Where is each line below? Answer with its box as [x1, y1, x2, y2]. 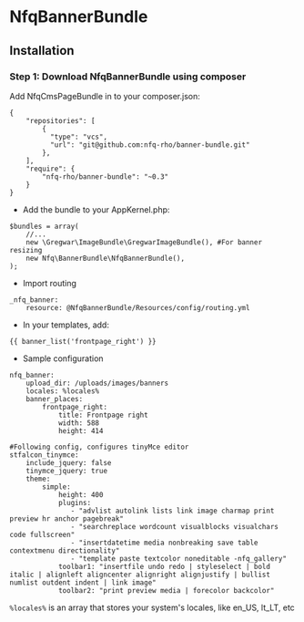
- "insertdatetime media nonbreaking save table [70, 538, 258, 547]
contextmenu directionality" [9, 545, 120, 555]
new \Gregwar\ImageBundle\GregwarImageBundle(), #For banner [25, 237, 262, 247]
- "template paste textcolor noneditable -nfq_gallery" [70, 554, 287, 563]
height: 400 [57, 490, 104, 499]
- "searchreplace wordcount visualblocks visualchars [70, 522, 279, 531]
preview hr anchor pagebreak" [9, 513, 125, 524]
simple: [42, 482, 71, 492]
